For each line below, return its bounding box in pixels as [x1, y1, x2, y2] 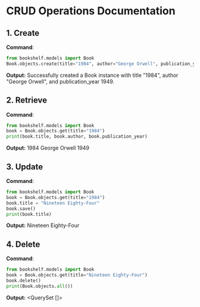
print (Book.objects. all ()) [6, 283, 73, 289]
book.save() [6, 206, 36, 212]
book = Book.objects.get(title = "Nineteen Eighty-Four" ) [6, 272, 148, 278]
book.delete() [6, 277, 42, 284]
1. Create [6, 28, 40, 38]
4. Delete [6, 239, 40, 249]
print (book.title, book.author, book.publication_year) [6, 134, 148, 139]
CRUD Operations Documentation [6, 4, 176, 18]
